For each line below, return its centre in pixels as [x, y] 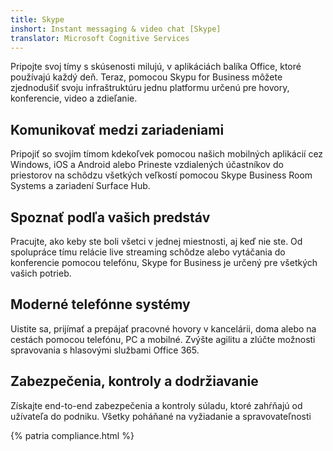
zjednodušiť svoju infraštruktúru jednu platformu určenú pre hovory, [150, 88]
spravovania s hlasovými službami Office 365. [105, 350]
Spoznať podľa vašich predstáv [110, 217]
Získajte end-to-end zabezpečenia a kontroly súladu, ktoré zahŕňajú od [156, 405]
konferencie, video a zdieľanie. [74, 98]
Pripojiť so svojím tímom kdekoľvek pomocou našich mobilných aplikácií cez [167, 154]
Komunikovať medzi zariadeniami [117, 129]
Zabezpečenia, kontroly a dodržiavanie [134, 381]
